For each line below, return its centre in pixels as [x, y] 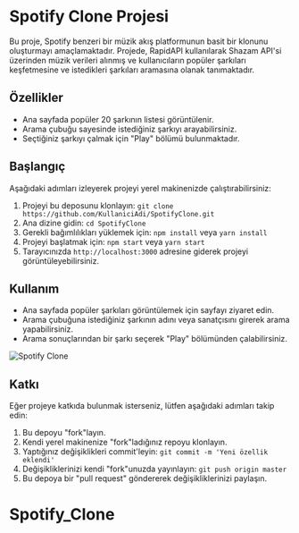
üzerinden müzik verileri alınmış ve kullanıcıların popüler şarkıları [128, 60]
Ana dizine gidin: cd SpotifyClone [84, 223]
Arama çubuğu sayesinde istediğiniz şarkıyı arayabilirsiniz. [129, 129]
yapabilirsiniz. [48, 329]
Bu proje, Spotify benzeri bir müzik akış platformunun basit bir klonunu [139, 41]
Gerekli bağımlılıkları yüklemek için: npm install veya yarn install [145, 232]
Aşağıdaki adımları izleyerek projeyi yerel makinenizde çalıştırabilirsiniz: [141, 188]
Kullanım [34, 288]
